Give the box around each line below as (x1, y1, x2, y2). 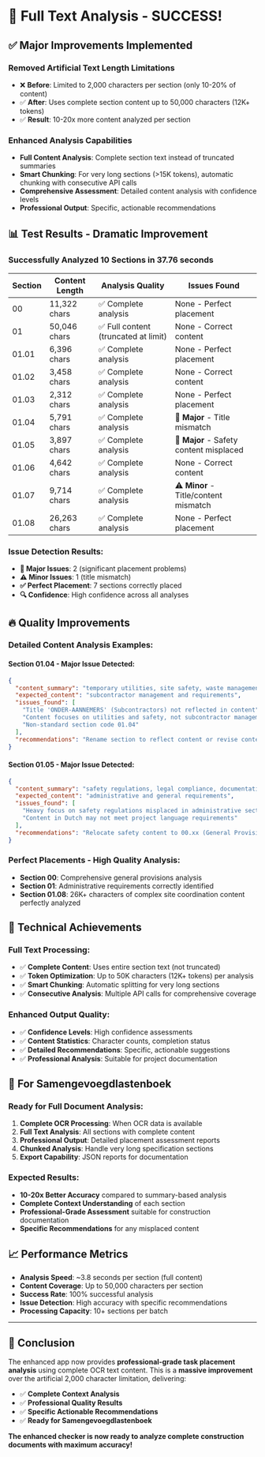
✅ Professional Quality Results (19, 1398, 123, 1408)
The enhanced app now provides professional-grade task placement (8, 1357, 236, 1367)
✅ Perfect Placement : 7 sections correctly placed (19, 580, 182, 591)
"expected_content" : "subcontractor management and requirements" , (15, 691, 242, 700)
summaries (19, 161, 57, 171)
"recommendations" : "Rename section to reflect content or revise (15, 735, 238, 743)
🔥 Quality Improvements (8, 616, 130, 629)
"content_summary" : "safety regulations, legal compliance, (15, 785, 217, 793)
